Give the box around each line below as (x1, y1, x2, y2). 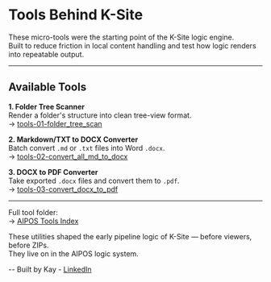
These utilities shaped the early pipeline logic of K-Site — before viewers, (8, 231, 252, 241)
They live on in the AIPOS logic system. (8, 248, 139, 259)
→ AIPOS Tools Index (8, 216, 79, 226)
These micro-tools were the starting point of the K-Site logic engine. (8, 32, 235, 42)
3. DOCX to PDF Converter (8, 167, 98, 176)
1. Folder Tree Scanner (8, 102, 85, 111)
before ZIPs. (8, 240, 49, 250)
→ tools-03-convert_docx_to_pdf (8, 184, 119, 194)
